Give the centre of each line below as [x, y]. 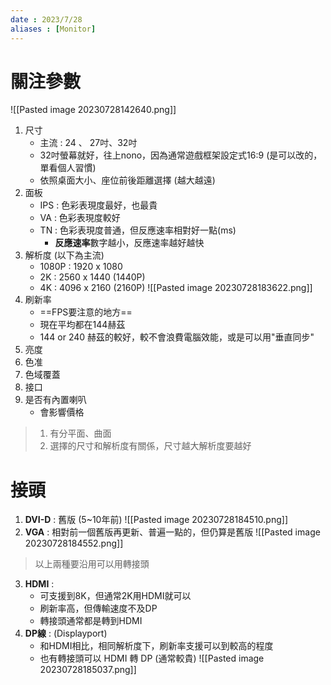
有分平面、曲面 [80, 433]
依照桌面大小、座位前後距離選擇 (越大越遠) [127, 180]
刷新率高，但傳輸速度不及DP [98, 608]
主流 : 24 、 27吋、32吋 [88, 143]
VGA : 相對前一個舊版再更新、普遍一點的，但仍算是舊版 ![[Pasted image [172, 532]
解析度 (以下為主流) [64, 255]
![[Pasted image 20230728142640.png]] [93, 110]
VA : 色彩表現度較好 [80, 218]
